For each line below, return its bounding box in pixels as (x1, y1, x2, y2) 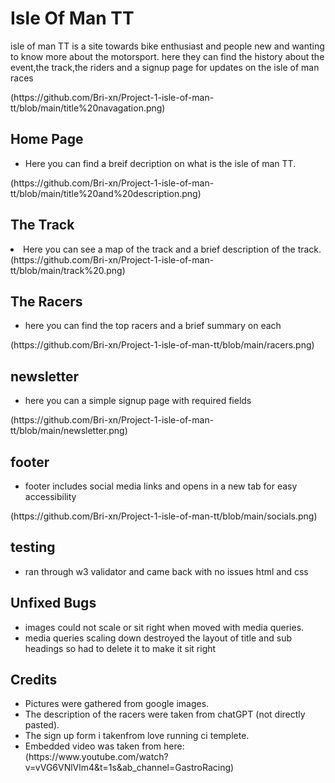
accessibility (24, 491, 77, 502)
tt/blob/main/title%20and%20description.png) (10, 187, 202, 199)
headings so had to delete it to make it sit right (24, 642, 217, 654)
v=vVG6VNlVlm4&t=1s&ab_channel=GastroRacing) (24, 762, 235, 774)
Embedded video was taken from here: (24, 740, 185, 752)
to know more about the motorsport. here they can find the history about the (10, 50, 325, 62)
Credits (10, 672, 58, 689)
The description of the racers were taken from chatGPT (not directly (24, 708, 306, 721)
